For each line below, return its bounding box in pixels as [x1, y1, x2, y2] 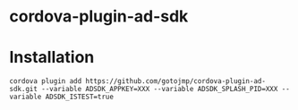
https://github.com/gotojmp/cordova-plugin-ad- [85, 77, 267, 86]
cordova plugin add [9, 77, 82, 86]
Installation [9, 47, 95, 68]
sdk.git [9, 85, 38, 94]
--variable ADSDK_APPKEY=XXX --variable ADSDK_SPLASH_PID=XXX [41, 85, 278, 94]
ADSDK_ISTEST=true [45, 92, 115, 102]
